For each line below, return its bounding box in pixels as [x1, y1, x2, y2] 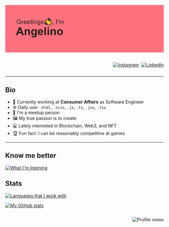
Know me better [5, 151, 57, 160]
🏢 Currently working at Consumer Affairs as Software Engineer [12, 99, 144, 105]
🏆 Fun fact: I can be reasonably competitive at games [12, 131, 125, 136]
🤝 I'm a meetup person [12, 109, 60, 116]
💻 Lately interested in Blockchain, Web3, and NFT [12, 123, 117, 129]
